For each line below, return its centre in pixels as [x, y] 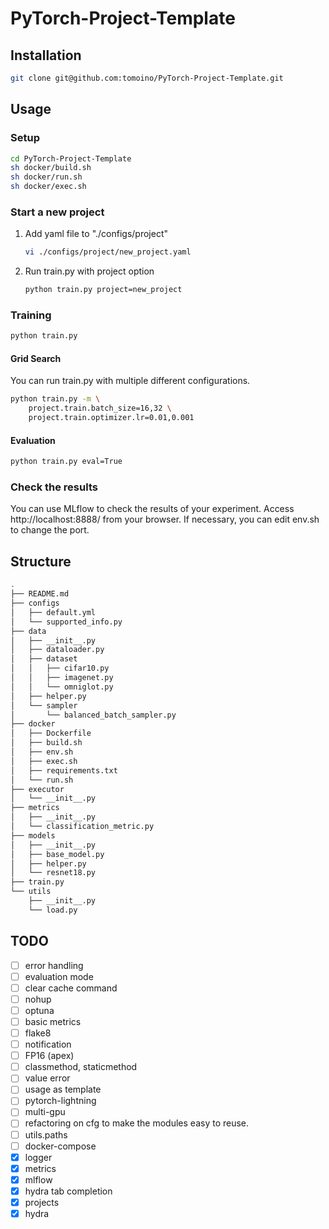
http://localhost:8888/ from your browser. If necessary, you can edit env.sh [165, 519]
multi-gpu [45, 1112]
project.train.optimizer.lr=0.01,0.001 [111, 418]
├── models [33, 835]
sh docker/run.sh [46, 177]
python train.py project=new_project [103, 290]
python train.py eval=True [66, 462]
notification [48, 1044]
